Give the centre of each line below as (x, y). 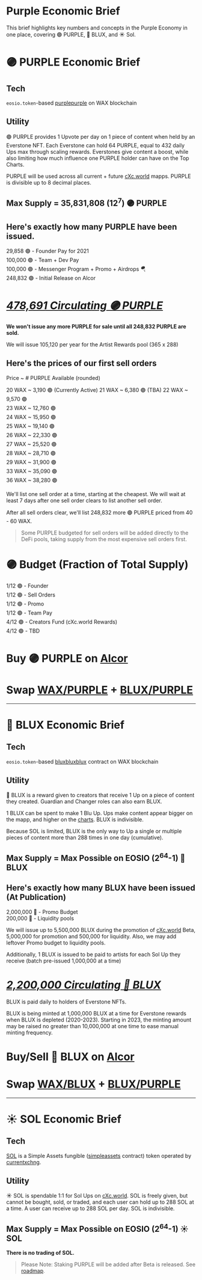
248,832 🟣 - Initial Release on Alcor (51, 278)
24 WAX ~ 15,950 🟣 (31, 417)
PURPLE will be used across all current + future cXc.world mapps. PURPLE (99, 176)
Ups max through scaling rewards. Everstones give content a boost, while (97, 152)
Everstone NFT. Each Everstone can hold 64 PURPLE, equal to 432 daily (96, 145)
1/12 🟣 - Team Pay (29, 613)
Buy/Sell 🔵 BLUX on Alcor (70, 1057)
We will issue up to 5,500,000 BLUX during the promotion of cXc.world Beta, (101, 929)
